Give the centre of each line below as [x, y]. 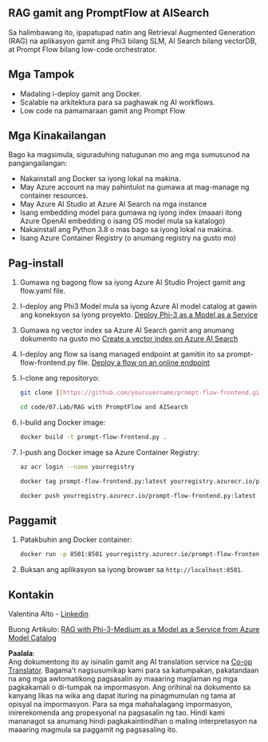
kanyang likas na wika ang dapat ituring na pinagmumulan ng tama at [122, 696]
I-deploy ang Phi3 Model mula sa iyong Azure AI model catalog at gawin [138, 306]
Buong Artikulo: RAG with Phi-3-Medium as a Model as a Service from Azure [134, 629]
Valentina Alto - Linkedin [49, 614]
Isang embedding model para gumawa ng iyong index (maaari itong [131, 213]
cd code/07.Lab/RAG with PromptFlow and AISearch [104, 407]
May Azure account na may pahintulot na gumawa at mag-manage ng [134, 187]
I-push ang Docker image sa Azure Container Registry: [110, 452]
